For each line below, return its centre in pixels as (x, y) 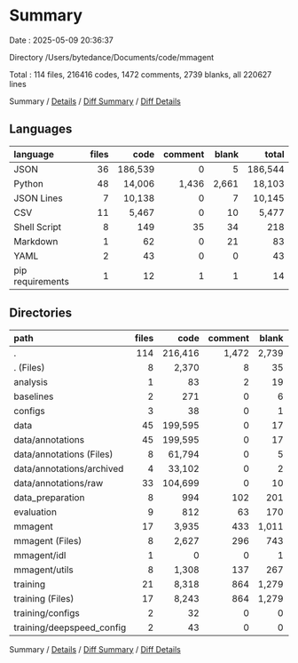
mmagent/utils (43, 570)
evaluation (35, 512)
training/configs (47, 612)
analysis (31, 381)
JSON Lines (39, 198)
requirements (41, 281)
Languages (41, 129)
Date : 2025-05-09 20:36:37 (61, 40)
